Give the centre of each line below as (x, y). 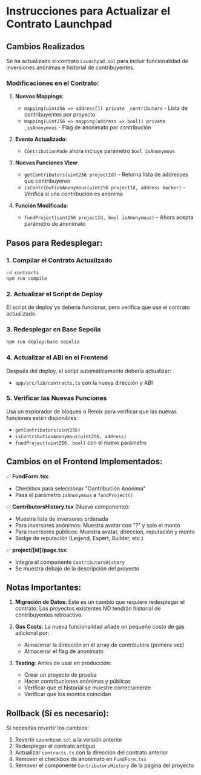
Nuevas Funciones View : (47, 163)
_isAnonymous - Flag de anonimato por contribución (87, 127)
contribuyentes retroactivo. (49, 615)
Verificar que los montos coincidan (68, 694)
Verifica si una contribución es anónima (73, 194)
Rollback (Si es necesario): (58, 713)
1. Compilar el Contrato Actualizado (59, 260)
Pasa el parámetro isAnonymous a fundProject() (74, 495)
